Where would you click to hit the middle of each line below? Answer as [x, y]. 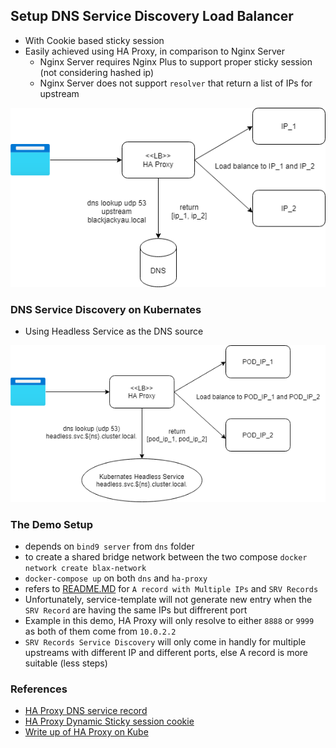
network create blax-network [85, 568]
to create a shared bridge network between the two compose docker [166, 556]
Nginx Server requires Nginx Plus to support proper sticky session [176, 61]
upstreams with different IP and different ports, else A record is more [166, 652]
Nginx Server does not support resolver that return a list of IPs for [176, 83]
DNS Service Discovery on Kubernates [106, 310]
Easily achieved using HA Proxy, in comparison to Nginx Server [155, 51]
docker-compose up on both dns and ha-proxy [116, 578]
